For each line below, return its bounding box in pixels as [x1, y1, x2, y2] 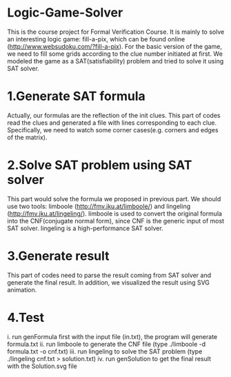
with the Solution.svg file [7, 362, 77, 370]
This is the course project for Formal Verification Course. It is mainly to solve [7, 28, 225, 36]
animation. [7, 285, 37, 294]
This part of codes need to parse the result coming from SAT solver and [7, 271, 212, 279]
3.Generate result [7, 248, 110, 263]
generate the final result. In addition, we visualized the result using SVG [7, 278, 210, 287]
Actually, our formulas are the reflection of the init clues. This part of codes [7, 111, 221, 119]
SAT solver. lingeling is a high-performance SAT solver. [7, 224, 163, 232]
